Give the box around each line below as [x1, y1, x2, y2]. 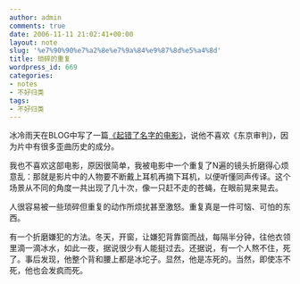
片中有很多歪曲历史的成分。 [16, 141, 119, 152]
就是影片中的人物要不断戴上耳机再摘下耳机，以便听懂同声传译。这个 [39, 171, 291, 182]
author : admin [9, 13, 62, 22]
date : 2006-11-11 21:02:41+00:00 [9, 29, 134, 38]
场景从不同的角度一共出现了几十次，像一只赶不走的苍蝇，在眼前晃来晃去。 [9, 182, 283, 193]
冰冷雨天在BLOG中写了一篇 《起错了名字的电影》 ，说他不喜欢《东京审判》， [9, 130, 281, 141]
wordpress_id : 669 [9, 63, 78, 72]
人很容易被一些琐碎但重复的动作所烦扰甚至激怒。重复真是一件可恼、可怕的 [9, 202, 283, 213]
